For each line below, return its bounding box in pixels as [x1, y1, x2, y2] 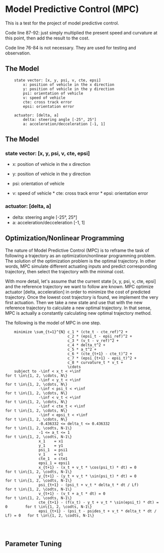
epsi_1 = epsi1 [38, 461, 70, 466]
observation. [5, 50, 31, 56]
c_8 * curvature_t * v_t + [67, 360, 123, 365]
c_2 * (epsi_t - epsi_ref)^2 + [67, 334, 133, 339]
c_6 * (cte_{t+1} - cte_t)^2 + [67, 351, 133, 356]
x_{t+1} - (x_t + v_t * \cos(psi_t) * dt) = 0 [38, 465, 137, 470]
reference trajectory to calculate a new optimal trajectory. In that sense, [5, 305, 152, 311]
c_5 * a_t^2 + [67, 347, 97, 352]
